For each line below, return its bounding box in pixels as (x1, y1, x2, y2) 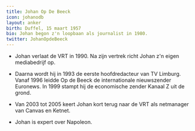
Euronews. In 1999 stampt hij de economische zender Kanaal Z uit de (14, 83, 185, 90)
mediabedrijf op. (14, 59, 55, 66)
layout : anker (6, 20, 42, 25)
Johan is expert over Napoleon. (14, 119, 92, 125)
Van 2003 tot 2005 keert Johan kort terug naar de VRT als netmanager (14, 101, 189, 107)
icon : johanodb (6, 14, 44, 20)
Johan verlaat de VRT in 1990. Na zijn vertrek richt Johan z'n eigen (14, 53, 179, 59)
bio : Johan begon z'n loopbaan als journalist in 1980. (6, 31, 148, 37)
